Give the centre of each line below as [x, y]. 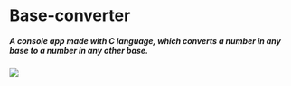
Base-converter [70, 16]
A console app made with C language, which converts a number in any [145, 40]
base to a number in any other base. [79, 50]
